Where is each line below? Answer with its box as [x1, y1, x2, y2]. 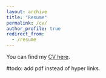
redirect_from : [6, 31, 45, 37]
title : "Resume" [6, 14, 47, 20]
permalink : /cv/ [6, 20, 47, 26]
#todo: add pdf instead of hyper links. [6, 65, 101, 72]
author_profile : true [6, 25, 61, 32]
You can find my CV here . [6, 53, 70, 60]
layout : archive [6, 8, 47, 15]
